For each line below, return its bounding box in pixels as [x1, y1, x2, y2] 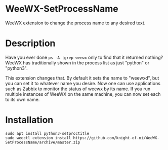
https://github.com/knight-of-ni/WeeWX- [73, 135, 159, 140]
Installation [5, 115, 54, 126]
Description [5, 37, 56, 49]
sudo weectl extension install [5, 135, 71, 140]
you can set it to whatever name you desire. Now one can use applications [5, 80, 161, 86]
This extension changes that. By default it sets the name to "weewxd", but [5, 74, 159, 81]
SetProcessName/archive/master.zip [5, 140, 80, 145]
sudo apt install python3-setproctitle [5, 131, 90, 136]
